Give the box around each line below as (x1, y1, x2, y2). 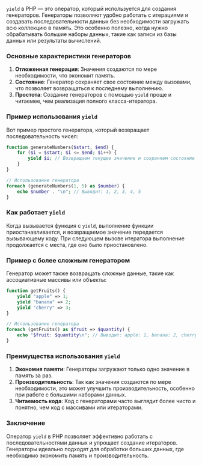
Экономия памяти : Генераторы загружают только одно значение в (14, 366, 190, 373)
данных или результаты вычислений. (6, 37, 102, 44)
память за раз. (14, 372, 53, 379)
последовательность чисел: (6, 132, 79, 140)
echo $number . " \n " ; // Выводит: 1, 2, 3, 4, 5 (17, 189, 141, 195)
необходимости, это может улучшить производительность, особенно (14, 384, 195, 392)
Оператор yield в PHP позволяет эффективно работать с (6, 433, 153, 440)
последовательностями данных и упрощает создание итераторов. (6, 439, 178, 446)
